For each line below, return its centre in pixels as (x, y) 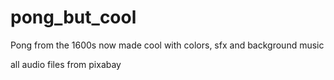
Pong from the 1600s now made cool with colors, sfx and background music (167, 45)
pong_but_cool (73, 17)
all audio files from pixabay (66, 64)
